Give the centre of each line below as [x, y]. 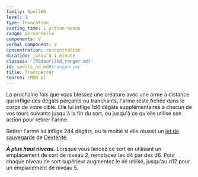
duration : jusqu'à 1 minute [41, 56]
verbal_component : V [32, 45]
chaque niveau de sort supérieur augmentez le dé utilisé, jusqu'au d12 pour [98, 162]
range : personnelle [30, 34]
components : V [24, 39]
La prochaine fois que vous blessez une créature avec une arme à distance [98, 95]
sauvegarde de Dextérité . [37, 137]
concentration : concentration [44, 50]
